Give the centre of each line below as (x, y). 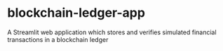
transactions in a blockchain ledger (58, 39)
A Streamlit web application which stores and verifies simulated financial (112, 32)
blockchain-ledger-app (76, 13)
